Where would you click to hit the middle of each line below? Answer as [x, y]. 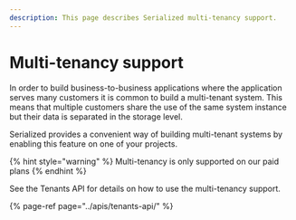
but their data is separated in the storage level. [96, 116]
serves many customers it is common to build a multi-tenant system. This [146, 97]
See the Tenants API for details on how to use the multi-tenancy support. [145, 188]
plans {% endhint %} [48, 171]
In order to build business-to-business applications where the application [146, 88]
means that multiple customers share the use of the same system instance [148, 107]
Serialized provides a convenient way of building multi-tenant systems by [146, 134]
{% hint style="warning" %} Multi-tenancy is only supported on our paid [144, 161]
